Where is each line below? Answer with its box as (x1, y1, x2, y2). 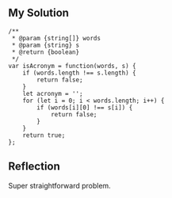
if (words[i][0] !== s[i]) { (36, 103, 133, 112)
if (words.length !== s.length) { (22, 69, 136, 77)
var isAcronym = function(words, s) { (8, 62, 136, 70)
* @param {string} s (11, 41, 80, 49)
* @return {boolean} (11, 48, 80, 56)
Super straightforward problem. (8, 181, 111, 190)
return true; (22, 131, 66, 139)
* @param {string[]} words (11, 34, 101, 42)
